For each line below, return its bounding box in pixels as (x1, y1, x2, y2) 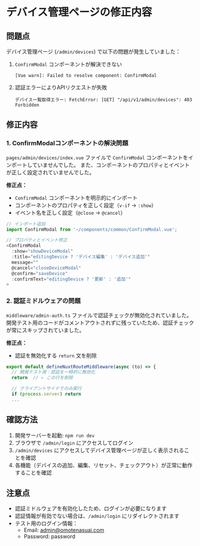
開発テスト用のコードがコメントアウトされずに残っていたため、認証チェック (6, 319, 195, 326)
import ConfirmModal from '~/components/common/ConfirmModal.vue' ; (6, 226, 178, 233)
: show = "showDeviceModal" (11, 248, 73, 254)
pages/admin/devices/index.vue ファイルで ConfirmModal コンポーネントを (6, 153, 189, 161)
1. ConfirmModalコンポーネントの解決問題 (6, 139, 128, 147)
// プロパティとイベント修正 (6, 237, 67, 243)
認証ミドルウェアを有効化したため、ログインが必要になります (14, 505, 167, 512)
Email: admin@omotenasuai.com (23, 526, 104, 534)
